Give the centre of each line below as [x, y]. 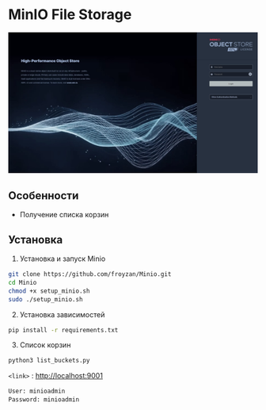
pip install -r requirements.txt [63, 330]
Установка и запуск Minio [63, 259]
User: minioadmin [37, 391]
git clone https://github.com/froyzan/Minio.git [90, 274]
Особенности [44, 195]
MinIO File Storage [70, 15]
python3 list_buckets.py [49, 361]
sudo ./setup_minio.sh [46, 299]
